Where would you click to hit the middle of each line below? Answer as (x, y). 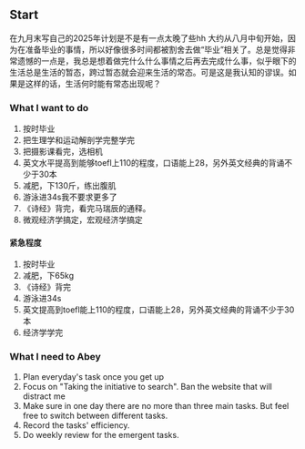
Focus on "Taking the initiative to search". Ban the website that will (147, 386)
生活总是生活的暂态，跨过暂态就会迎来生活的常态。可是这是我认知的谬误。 (149, 72)
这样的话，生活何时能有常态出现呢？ (93, 83)
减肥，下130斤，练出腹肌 (69, 186)
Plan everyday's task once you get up (93, 376)
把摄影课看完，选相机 (62, 152)
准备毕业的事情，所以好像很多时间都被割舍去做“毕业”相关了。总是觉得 (157, 49)
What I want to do (49, 107)
